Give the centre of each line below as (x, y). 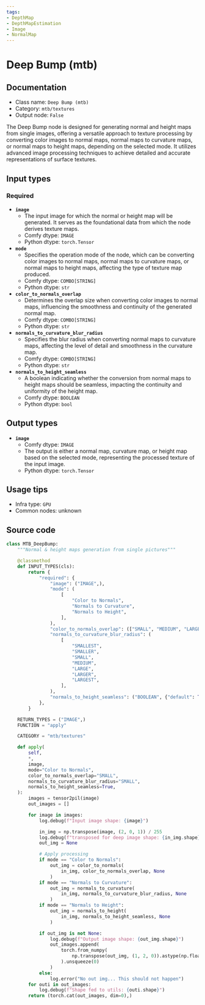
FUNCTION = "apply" (42, 725)
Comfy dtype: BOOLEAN (52, 397)
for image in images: (56, 815)
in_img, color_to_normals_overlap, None (113, 871)
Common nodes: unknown (48, 511)
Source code (31, 530)
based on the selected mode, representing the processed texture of (110, 457)
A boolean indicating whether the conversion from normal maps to (107, 378)
